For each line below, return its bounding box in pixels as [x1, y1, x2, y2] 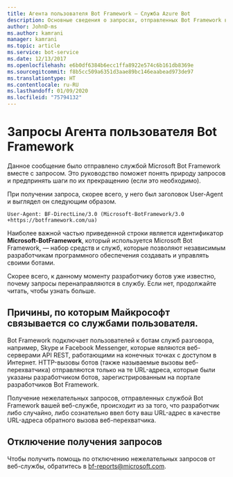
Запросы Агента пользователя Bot [7, 124, 217, 140]
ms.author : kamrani [7, 29, 64, 37]
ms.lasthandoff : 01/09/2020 [7, 87, 89, 94]
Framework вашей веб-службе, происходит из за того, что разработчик [7, 401, 220, 410]
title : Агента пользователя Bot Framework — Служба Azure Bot [7, 10, 191, 17]
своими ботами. [7, 258, 55, 267]
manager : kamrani [7, 36, 58, 43]
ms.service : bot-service [7, 49, 79, 56]
